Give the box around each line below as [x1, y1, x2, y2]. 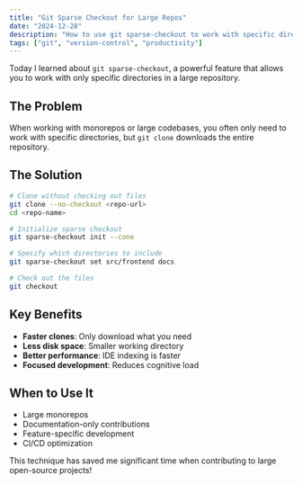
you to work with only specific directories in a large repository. [9, 73, 241, 84]
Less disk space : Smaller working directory [22, 340, 184, 351]
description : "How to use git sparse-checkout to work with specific [9, 30, 276, 39]
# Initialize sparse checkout [9, 224, 123, 234]
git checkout [9, 282, 58, 291]
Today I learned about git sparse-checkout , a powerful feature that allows [9, 63, 284, 74]
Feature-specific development [22, 428, 135, 439]
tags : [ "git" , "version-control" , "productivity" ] [9, 38, 203, 48]
